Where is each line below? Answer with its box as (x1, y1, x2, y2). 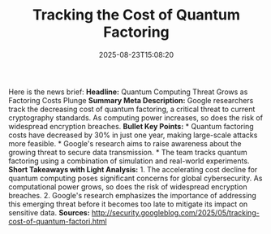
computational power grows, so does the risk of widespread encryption (8, 181, 247, 192)
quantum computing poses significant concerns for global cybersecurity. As (8, 173, 263, 183)
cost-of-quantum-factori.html (8, 216, 107, 226)
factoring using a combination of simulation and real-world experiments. (8, 156, 250, 166)
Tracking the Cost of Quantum (32, 6, 241, 24)
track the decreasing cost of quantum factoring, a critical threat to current (8, 104, 256, 114)
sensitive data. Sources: (8, 207, 91, 217)
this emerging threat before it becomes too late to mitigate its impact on (8, 199, 248, 209)
